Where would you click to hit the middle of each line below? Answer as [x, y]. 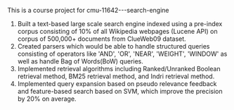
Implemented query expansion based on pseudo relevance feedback [117, 84]
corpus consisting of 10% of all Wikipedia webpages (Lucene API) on [117, 31]
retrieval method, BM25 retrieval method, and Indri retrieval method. [116, 76]
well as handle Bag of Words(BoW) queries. [80, 61]
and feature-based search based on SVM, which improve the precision [120, 91]
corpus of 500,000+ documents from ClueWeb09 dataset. [102, 39]
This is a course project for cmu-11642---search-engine [88, 10]
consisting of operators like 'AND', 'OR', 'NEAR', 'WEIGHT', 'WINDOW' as [122, 54]
